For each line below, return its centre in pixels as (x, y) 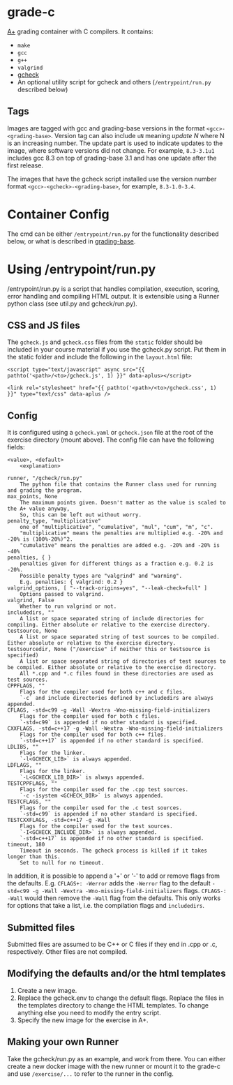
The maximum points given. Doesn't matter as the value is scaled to (123, 503)
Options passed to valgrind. (62, 594)
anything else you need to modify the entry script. (89, 1012)
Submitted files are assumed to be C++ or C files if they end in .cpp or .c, (112, 944)
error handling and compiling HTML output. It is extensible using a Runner (113, 296)
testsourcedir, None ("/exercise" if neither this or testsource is (109, 650)
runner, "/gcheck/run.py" (45, 479)
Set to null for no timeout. (62, 863)
